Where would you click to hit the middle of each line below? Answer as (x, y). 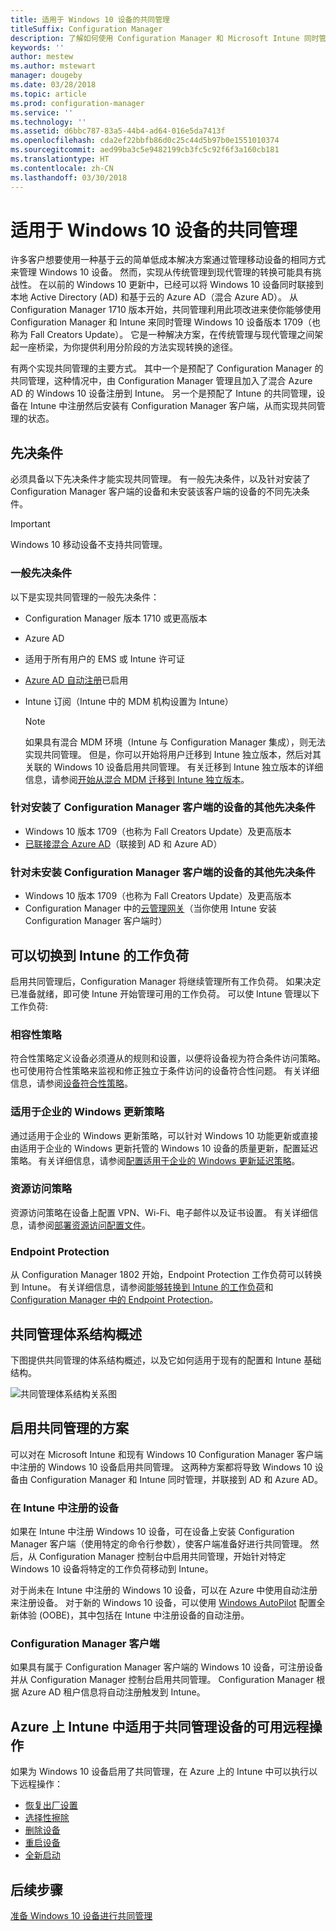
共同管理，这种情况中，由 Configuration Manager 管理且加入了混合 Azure (161, 381)
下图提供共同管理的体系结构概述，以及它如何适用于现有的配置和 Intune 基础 (166, 1360)
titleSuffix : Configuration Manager (86, 29)
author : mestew (42, 57)
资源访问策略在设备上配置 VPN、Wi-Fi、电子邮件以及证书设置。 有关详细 (160, 1212)
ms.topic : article (48, 94)
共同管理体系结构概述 (76, 1334)
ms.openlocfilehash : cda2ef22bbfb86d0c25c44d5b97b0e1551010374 (145, 141)
